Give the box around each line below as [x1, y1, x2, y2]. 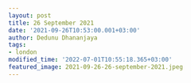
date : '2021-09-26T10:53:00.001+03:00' [8, 26, 141, 34]
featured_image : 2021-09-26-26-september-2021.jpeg [8, 63, 183, 71]
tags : [8, 41, 26, 49]
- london [8, 48, 37, 56]
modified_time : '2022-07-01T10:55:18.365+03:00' [8, 56, 173, 64]
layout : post [8, 11, 52, 20]
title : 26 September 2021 [8, 19, 94, 27]
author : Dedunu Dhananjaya [8, 33, 98, 42]
